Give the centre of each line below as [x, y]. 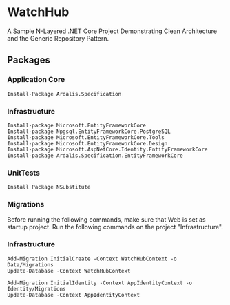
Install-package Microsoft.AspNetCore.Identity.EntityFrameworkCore [107, 149]
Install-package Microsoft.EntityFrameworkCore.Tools [86, 137]
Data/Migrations [30, 265]
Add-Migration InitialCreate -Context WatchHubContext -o [92, 259]
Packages [29, 60]
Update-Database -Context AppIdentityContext [73, 295]
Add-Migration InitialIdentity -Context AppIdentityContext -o [100, 283]
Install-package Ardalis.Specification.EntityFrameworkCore [95, 156]
